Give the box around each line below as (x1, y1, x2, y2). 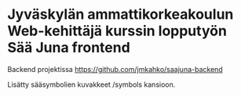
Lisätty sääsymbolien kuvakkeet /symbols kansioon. (7, 80, 176, 89)
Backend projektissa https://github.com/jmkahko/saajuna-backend (7, 64, 223, 74)
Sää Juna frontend (7, 39, 130, 56)
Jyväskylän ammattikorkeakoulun (7, 5, 234, 23)
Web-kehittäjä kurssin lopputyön (7, 22, 227, 40)
